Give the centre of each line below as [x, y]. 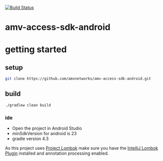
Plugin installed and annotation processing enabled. [57, 153]
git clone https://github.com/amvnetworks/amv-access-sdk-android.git [78, 79]
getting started [36, 50]
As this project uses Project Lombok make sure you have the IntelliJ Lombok [81, 148]
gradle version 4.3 [30, 139]
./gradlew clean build [28, 105]
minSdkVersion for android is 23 [44, 134]
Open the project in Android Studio [47, 128]
